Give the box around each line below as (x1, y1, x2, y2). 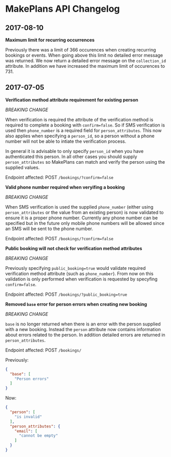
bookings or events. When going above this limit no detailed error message (5, 52, 163, 58)
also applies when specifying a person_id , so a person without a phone (5, 133, 155, 139)
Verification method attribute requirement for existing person (5, 96, 139, 103)
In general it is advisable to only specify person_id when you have (5, 148, 144, 154)
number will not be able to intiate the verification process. (5, 138, 127, 144)
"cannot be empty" (18, 433, 58, 439)
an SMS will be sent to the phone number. (5, 225, 93, 232)
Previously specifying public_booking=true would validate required (5, 265, 146, 271)
